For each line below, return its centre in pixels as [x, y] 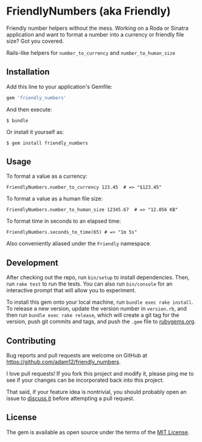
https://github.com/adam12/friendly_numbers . [64, 362]
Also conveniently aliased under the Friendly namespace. [79, 244]
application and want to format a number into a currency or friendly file [95, 34]
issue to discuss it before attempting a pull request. [71, 398]
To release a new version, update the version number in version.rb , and [97, 309]
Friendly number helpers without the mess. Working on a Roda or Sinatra [97, 28]
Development [33, 263]
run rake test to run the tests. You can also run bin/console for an [89, 284]
